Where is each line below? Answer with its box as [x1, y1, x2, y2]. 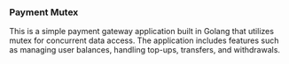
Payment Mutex [9, 6, 79, 18]
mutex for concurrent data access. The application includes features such [9, 35, 279, 46]
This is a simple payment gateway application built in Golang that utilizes [9, 26, 275, 37]
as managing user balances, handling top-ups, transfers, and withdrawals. [9, 45, 281, 55]
